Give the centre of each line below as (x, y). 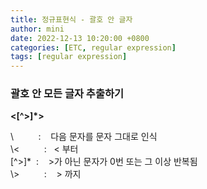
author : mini (37, 29)
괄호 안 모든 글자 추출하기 (67, 94)
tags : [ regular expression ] (69, 57)
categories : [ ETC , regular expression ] (93, 47)
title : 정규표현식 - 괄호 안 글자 (71, 19)
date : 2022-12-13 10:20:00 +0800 (80, 38)
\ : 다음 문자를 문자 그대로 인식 (84, 137)
